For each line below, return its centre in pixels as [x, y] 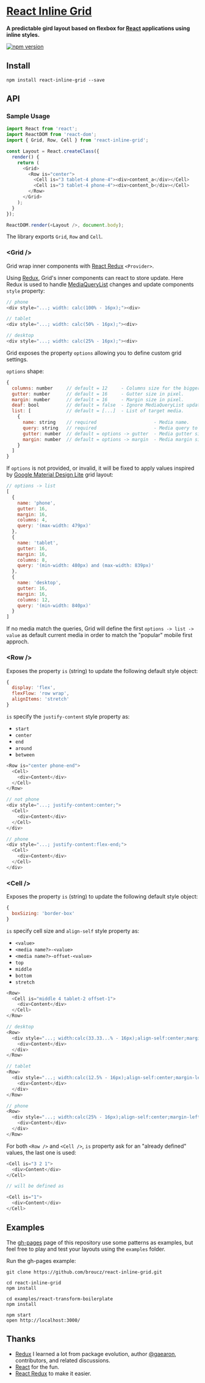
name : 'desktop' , [39, 583]
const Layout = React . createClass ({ [53, 151]
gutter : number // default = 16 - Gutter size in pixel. [98, 394]
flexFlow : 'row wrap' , [41, 693]
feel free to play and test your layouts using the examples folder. [86, 1249]
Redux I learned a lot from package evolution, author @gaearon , [96, 1354]
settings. [17, 359]
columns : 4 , [32, 520]
